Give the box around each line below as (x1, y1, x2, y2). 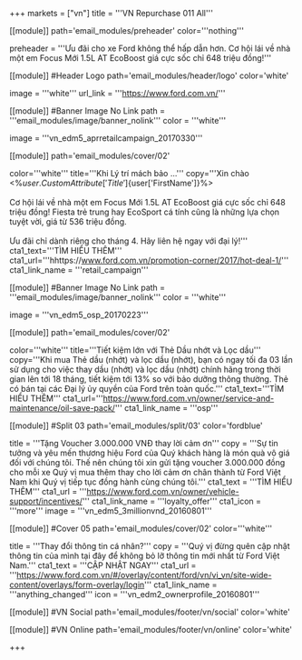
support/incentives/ (9, 495, 83, 506)
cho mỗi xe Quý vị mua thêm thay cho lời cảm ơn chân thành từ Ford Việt (9, 467, 281, 477)
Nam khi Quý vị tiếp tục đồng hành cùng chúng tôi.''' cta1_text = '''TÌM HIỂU (9, 476, 293, 487)
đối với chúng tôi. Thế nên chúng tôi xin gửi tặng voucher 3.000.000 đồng (9, 457, 286, 467)
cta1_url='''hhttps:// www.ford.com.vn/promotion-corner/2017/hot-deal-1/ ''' (9, 255, 289, 265)
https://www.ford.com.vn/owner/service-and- (102, 393, 275, 404)
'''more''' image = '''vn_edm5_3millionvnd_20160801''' (9, 505, 212, 516)
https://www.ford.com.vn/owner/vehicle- (85, 486, 239, 496)
